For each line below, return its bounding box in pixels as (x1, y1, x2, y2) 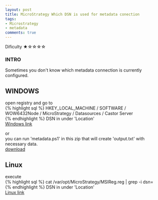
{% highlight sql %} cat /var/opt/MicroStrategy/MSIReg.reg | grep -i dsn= (5, 179, 154, 185)
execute (5, 173, 22, 179)
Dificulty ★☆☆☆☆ (5, 44, 46, 49)
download (5, 146, 26, 152)
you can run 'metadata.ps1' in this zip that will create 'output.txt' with (5, 136, 145, 142)
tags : (5, 16, 16, 21)
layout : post (5, 7, 32, 12)
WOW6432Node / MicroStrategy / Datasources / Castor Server (5, 111, 133, 117)
